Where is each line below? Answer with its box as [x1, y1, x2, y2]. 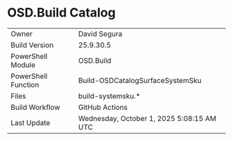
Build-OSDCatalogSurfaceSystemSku [78, 75, 202, 85]
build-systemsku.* [78, 91, 141, 101]
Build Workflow [10, 102, 60, 112]
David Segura [78, 29, 123, 39]
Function [10, 79, 40, 89]
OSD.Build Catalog [7, 5, 116, 21]
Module [10, 60, 36, 70]
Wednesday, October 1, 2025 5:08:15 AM [78, 113, 216, 123]
